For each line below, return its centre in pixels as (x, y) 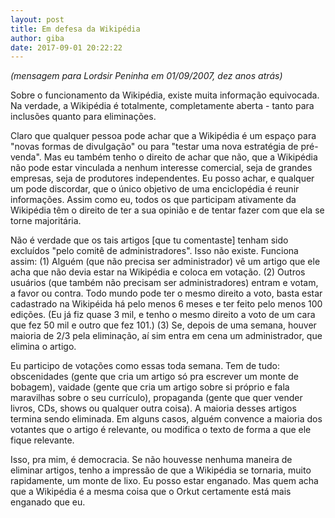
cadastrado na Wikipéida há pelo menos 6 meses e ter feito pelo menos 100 (166, 304)
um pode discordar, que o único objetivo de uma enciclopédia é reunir (155, 189)
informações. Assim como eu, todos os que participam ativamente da (153, 200)
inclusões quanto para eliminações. (83, 117)
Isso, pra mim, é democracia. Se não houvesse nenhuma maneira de (151, 460)
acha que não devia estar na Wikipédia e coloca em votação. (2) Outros (158, 272)
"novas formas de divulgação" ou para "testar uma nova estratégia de (154, 147)
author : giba (37, 38)
